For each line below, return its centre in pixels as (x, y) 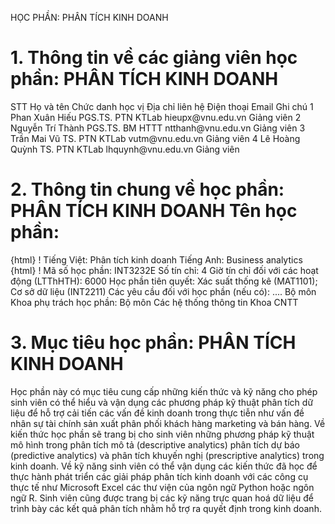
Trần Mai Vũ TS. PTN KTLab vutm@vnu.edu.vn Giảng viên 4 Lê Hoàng (155, 138)
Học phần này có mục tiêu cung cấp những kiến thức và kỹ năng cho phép (164, 391)
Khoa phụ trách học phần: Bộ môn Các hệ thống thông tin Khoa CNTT (154, 302)
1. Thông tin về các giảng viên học (154, 58)
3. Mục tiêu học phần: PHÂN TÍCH (153, 343)
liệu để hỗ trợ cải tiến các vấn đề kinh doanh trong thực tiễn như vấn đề (157, 413)
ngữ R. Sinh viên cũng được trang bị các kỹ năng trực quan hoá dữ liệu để (162, 498)
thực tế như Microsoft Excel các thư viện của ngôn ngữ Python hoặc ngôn (162, 487)
